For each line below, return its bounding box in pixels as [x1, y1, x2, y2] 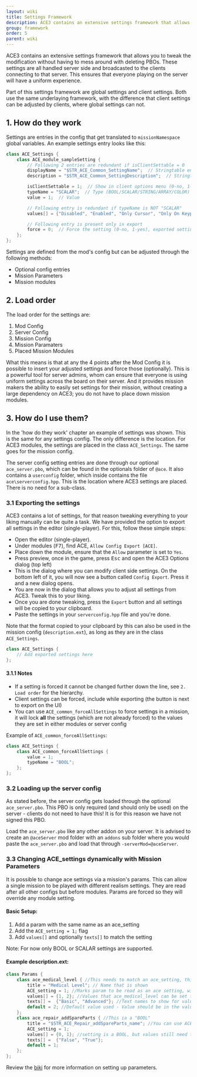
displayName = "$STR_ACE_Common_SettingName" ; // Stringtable [27, 168, 185, 173]
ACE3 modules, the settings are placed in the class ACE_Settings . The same [6, 441, 189, 449]
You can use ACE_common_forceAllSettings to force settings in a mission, [14, 708, 189, 715]
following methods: [6, 255, 53, 262]
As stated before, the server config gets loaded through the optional [6, 798, 171, 805]
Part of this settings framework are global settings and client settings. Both [6, 89, 187, 95]
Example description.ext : [6, 958, 69, 965]
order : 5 [6, 31, 28, 36]
